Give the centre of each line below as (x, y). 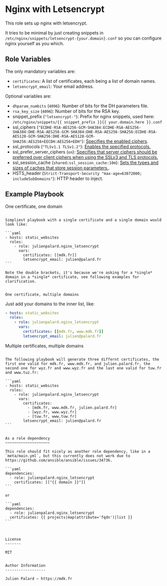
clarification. (21, 281)
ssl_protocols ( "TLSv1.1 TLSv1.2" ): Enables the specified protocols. (82, 146)
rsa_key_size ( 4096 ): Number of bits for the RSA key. (66, 111)
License (13, 539)
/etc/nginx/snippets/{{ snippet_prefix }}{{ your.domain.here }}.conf (87, 122)
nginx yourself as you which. (35, 43)
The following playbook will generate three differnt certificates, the (82, 359)
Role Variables (28, 59)
